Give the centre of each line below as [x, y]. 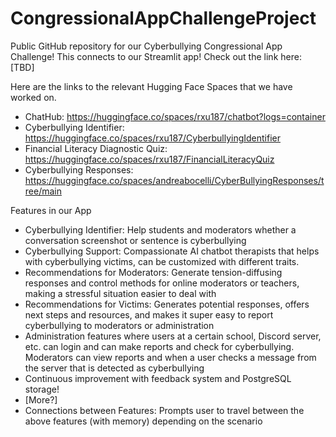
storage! [42, 389]
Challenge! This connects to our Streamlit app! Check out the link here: [156, 56]
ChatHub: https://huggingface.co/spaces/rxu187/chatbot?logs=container [175, 116]
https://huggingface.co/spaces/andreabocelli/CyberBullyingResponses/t [174, 180]
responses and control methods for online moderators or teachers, [162, 283]
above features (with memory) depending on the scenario [143, 421]
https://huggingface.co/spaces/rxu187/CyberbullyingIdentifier [152, 138]
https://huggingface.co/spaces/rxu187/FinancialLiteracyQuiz [149, 159]
